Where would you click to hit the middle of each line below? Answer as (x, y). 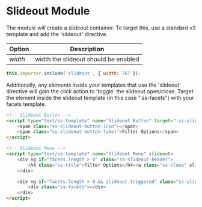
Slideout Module (48, 11)
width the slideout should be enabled (87, 59)
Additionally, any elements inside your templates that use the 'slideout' (94, 85)
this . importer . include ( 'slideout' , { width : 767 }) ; (74, 73)
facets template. (26, 104)
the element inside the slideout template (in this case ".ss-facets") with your (100, 97)
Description (87, 49)
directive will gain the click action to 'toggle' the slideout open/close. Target (100, 91)
